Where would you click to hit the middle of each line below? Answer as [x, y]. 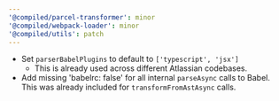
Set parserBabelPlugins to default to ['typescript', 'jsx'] [130, 59]
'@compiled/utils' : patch [56, 34]
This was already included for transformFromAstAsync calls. [128, 87]
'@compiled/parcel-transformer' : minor [82, 17]
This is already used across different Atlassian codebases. [141, 68]
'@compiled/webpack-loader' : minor [74, 26]
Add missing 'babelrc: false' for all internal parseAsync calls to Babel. [146, 78]
